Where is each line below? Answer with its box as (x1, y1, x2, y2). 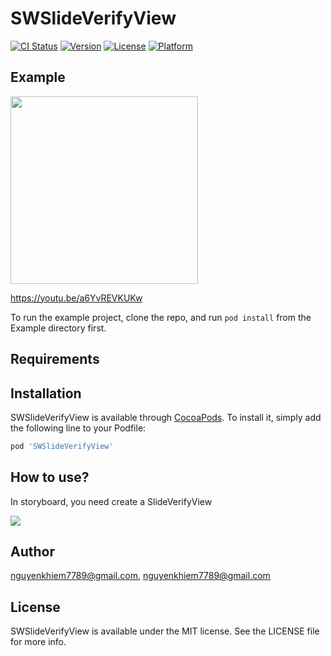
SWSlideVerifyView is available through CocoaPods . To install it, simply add (10, 411, 322, 423)
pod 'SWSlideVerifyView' (10, 441, 114, 451)
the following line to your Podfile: (10, 422, 147, 434)
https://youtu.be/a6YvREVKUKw (10, 292, 143, 304)
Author (10, 543, 55, 561)
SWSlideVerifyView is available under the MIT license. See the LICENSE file (10, 625, 320, 637)
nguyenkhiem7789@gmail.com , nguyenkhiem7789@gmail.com (10, 570, 271, 582)
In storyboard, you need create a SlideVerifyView (10, 495, 213, 507)
